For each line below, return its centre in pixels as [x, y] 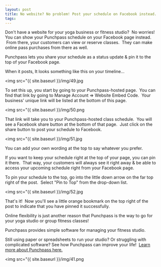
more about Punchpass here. [34, 250]
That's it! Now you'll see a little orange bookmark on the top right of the [77, 201]
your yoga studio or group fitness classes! [47, 221]
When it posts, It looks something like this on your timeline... [65, 72]
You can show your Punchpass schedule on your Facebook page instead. [78, 37]
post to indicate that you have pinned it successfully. [58, 207]
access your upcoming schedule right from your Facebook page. [70, 168]
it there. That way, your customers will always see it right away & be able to [80, 163]
